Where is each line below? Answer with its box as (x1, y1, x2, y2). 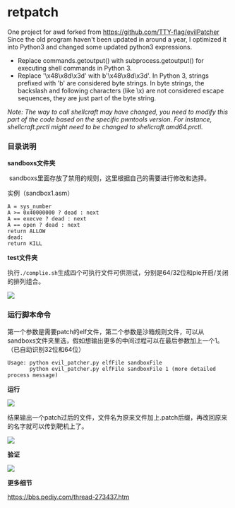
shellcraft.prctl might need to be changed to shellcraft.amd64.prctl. (7, 122, 203, 131)
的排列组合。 (7, 277, 44, 286)
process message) (7, 372, 59, 379)
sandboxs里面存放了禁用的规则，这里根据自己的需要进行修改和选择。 (8, 174, 210, 182)
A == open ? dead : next (7, 222, 80, 229)
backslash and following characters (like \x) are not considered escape (17, 86, 224, 95)
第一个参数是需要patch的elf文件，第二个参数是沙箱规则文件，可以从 (7, 327, 205, 336)
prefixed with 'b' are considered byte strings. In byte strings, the (17, 78, 205, 87)
